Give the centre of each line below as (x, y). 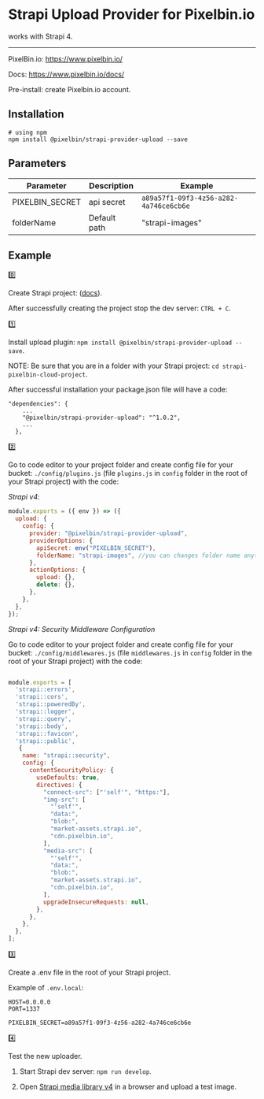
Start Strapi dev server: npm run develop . (85, 1071)
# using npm (27, 132)
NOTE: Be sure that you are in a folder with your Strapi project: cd (114, 366)
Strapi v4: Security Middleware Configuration (82, 629)
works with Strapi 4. (40, 36)
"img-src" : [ (64, 800)
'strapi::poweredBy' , (51, 704)
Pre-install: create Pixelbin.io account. (70, 89)
